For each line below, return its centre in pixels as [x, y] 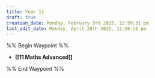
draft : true [21, 17]
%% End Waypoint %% [35, 69]
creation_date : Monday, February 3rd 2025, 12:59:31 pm [77, 23]
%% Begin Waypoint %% [38, 46]
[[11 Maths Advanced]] [44, 57]
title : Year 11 [25, 12]
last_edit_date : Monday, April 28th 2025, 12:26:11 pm [76, 28]
